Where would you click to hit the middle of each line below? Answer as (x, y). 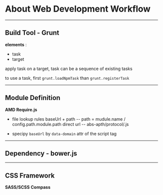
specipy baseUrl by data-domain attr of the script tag (64, 133)
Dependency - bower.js (41, 153)
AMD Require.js (21, 109)
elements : (16, 44)
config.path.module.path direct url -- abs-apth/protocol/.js (70, 124)
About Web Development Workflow (78, 9)
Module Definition (33, 98)
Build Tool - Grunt (32, 33)
